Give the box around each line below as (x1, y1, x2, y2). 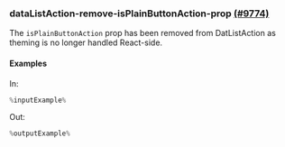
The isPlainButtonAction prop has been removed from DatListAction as (9, 28, 277, 39)
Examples (9, 58, 48, 69)
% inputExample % (9, 96, 67, 105)
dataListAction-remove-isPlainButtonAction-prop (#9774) (9, 7, 270, 20)
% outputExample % (9, 129, 70, 138)
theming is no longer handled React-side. (9, 37, 163, 48)
